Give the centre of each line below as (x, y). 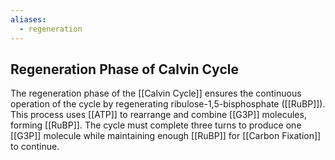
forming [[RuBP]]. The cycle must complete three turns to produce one (156, 125)
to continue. (35, 147)
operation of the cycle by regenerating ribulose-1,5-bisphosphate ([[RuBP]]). (168, 104)
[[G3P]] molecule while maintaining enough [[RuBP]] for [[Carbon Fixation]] (166, 136)
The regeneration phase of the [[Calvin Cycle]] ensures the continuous (156, 93)
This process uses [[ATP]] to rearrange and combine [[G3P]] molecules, (158, 115)
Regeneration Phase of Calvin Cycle (124, 69)
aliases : (28, 19)
